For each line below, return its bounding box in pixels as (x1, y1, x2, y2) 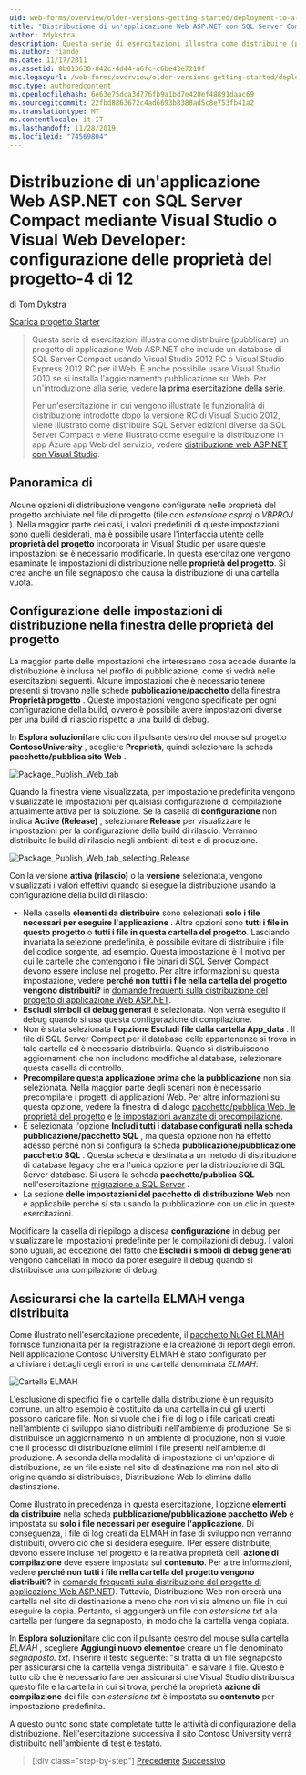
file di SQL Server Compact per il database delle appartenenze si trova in (22, 1033, 297, 1045)
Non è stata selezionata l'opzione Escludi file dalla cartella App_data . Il (22, 1024, 296, 1035)
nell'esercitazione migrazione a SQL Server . (22, 1179, 189, 1190)
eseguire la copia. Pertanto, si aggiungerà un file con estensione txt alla (9, 1605, 278, 1616)
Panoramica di (9, 475, 93, 491)
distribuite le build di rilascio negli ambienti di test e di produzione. (9, 835, 258, 846)
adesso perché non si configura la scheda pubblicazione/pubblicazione (22, 1140, 296, 1151)
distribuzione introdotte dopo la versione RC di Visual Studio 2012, (31, 410, 280, 421)
